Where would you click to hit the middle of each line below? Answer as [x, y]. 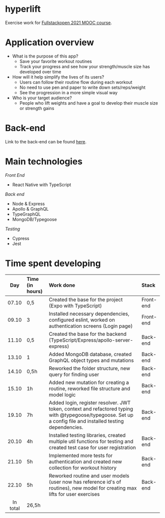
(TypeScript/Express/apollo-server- [91, 340]
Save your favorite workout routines [56, 61]
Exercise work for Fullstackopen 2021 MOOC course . [58, 23]
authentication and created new [85, 462]
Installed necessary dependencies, [89, 314]
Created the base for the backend [88, 334]
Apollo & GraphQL [30, 209]
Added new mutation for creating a [89, 382]
